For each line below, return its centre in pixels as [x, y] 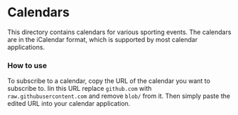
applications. [26, 47]
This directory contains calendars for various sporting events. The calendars [119, 32]
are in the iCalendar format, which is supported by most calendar [102, 39]
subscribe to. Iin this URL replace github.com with [80, 89]
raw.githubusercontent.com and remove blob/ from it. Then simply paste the [119, 96]
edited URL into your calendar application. [69, 104]
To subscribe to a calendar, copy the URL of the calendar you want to [109, 81]
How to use [27, 65]
